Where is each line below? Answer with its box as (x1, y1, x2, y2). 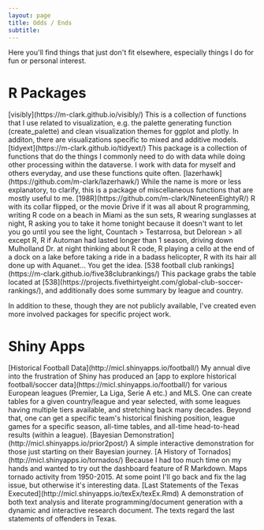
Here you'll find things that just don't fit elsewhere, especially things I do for (8, 48, 255, 58)
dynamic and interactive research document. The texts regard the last (8, 506, 235, 515)
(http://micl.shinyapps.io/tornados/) (8, 455, 124, 465)
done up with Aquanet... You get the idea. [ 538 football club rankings (8, 261, 232, 271)
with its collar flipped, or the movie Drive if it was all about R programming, (8, 202, 251, 211)
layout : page (8, 11, 51, 20)
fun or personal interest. (8, 56, 87, 65)
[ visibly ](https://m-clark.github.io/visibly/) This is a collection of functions (8, 110, 247, 119)
